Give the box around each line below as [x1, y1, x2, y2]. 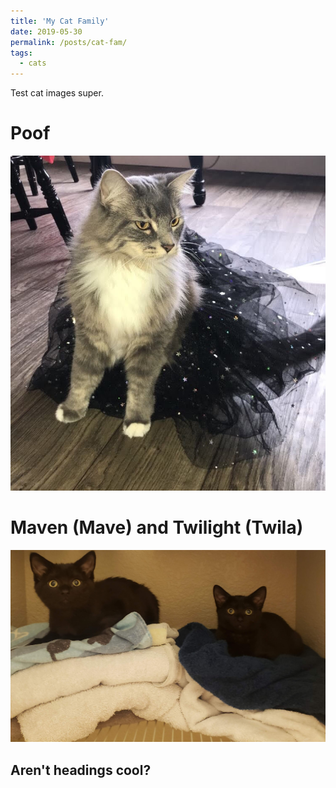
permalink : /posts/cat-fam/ [10, 37, 128, 47]
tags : [10, 48, 33, 58]
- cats [19, 58, 47, 69]
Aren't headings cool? [10, 761, 152, 779]
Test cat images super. [10, 87, 104, 99]
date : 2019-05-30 [10, 26, 83, 37]
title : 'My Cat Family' [10, 16, 110, 26]
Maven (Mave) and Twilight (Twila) [10, 516, 304, 539]
